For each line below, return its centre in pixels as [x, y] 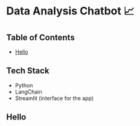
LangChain [28, 92]
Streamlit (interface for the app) [54, 98]
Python [24, 85]
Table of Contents [41, 37]
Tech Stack [28, 71]
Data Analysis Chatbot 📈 [70, 11]
